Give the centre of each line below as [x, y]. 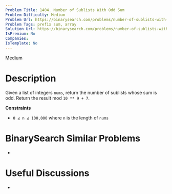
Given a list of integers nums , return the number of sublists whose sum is [81, 92]
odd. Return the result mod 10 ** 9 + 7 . [47, 98]
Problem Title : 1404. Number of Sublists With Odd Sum [65, 10]
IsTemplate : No [21, 43]
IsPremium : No [20, 34]
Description [31, 78]
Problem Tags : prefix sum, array [41, 24]
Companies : [17, 39]
